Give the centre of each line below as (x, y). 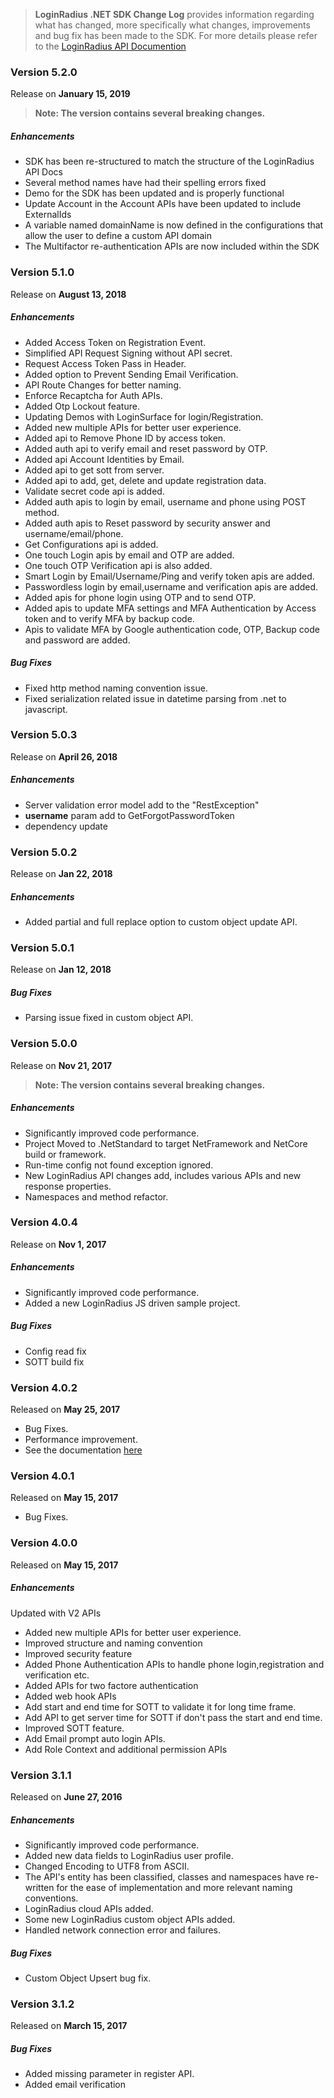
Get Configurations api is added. (91, 544)
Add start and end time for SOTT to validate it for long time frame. (160, 1706)
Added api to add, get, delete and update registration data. (145, 480)
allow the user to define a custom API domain (118, 236)
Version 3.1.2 (42, 2004)
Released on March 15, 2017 (69, 2026)
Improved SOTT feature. (74, 1728)
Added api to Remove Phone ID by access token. (125, 438)
